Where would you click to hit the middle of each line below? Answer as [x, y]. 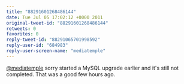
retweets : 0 [21, 28]
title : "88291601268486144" [41, 12]
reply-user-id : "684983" [37, 46]
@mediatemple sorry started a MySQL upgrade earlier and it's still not [93, 68]
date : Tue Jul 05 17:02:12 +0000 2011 [55, 17]
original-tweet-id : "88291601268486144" [58, 23]
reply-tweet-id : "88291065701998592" [53, 40]
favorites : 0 [22, 34]
